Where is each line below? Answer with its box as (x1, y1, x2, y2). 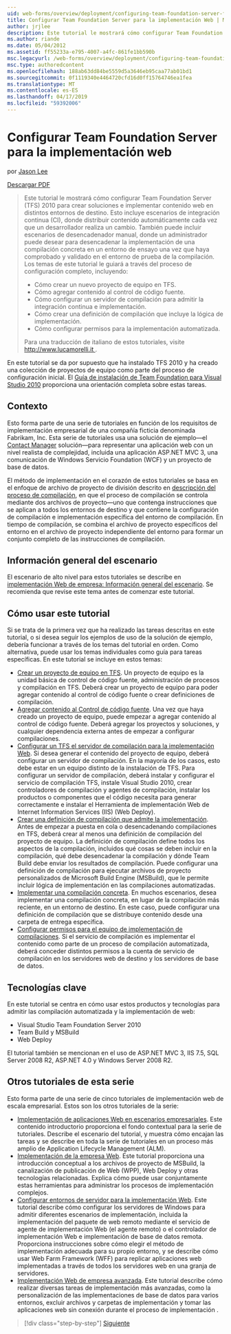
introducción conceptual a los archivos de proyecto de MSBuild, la (16, 1159, 205, 1167)
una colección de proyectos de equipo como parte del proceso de (7, 366, 195, 374)
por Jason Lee (7, 167, 48, 175)
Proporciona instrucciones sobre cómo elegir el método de (16, 1240, 184, 1248)
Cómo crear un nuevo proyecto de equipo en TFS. (34, 280, 177, 288)
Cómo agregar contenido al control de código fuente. (34, 288, 186, 296)
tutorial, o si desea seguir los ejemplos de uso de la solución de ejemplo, (7, 633, 213, 641)
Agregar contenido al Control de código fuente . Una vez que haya (16, 705, 204, 714)
